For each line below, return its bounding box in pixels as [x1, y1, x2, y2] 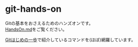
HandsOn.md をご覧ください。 [5, 26, 67, 32]
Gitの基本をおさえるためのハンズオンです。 [5, 20, 94, 26]
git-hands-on [5, 3, 62, 15]
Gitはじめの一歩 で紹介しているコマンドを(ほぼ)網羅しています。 [5, 37, 136, 43]
